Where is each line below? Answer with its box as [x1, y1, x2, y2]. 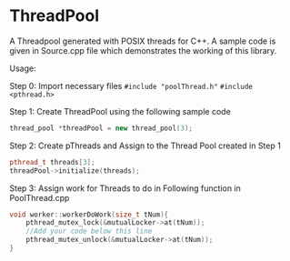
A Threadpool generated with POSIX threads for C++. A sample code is [9, 35, 276, 46]
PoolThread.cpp [9, 192, 70, 203]
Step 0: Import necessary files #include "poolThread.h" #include [9, 80, 253, 91]
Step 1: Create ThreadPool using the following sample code [9, 105, 232, 116]
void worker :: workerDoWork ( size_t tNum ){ [9, 210, 169, 219]
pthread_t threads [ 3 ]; [9, 157, 95, 166]
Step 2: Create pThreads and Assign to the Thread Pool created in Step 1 [9, 140, 282, 151]
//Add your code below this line [25, 226, 153, 236]
